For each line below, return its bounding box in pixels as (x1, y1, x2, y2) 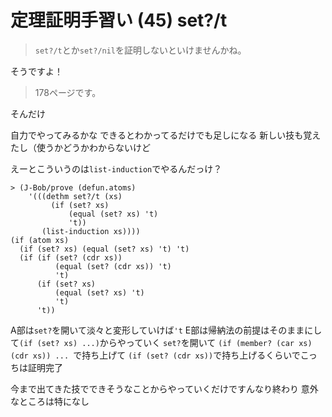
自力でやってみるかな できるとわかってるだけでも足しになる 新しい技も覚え (10, 129, 322, 141)
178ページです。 (34, 86, 102, 98)
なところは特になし (10, 395, 90, 407)
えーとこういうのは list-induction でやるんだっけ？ (10, 162, 223, 175)
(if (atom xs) (10, 235, 70, 245)
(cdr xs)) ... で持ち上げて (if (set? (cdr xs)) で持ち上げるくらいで (10, 349, 301, 361)
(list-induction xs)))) (41, 226, 141, 236)
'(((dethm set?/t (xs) (28, 191, 123, 201)
